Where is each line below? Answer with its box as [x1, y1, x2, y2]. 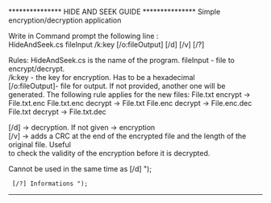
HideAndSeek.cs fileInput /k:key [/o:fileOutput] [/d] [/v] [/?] [8, 40, 205, 49]
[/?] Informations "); [11, 180, 89, 188]
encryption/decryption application [8, 15, 122, 25]
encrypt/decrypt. [8, 64, 65, 74]
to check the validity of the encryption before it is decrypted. [8, 149, 211, 158]
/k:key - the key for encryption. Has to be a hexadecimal [8, 73, 195, 82]
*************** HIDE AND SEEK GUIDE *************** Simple [8, 7, 221, 16]
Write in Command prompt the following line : [8, 32, 159, 40]
